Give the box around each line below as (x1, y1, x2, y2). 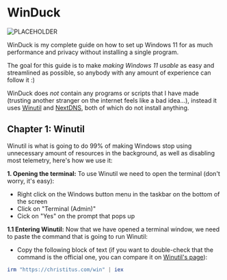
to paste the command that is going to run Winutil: (7, 232, 148, 240)
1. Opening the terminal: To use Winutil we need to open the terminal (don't (7, 169, 221, 177)
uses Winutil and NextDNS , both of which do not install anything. (7, 103, 189, 112)
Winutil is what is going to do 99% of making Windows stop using (7, 142, 192, 150)
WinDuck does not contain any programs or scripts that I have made (7, 89, 200, 97)
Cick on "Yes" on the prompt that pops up (16, 212, 135, 220)
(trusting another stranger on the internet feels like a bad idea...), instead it (7, 96, 217, 104)
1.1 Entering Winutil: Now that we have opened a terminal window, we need (7, 225, 220, 233)
